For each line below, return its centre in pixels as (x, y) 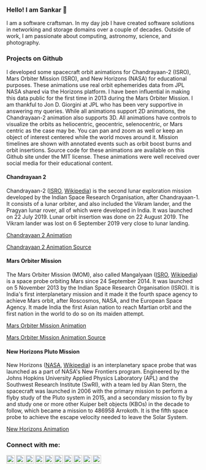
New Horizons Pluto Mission (43, 351)
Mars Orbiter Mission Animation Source (56, 337)
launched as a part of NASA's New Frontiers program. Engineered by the (98, 372)
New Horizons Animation (38, 429)
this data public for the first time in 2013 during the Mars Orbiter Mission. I (100, 98)
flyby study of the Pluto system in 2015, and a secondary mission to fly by (100, 398)
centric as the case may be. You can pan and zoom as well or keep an (95, 131)
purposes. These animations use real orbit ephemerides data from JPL (96, 85)
